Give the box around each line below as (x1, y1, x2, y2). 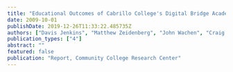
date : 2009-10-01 (7, 16, 58, 23)
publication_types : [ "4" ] (7, 36, 82, 43)
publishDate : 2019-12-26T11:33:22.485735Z (7, 23, 132, 29)
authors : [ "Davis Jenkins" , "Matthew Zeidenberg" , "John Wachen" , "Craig (7, 29, 225, 36)
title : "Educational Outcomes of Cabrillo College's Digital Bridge (7, 10, 209, 17)
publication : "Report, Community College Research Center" (7, 55, 182, 62)
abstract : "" (7, 42, 45, 49)
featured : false (7, 49, 54, 56)
